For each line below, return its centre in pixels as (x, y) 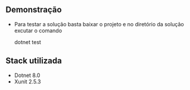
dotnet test (27, 42)
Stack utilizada (34, 61)
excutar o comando (38, 30)
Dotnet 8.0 (27, 75)
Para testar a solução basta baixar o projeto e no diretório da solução (99, 24)
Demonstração (34, 10)
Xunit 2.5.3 (27, 81)
